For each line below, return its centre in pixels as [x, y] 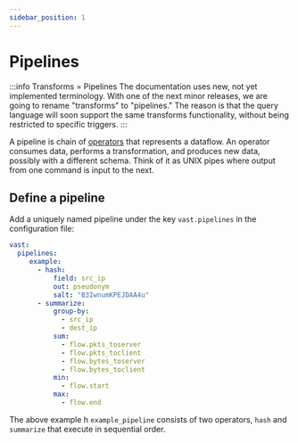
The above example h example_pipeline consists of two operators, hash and [148, 419]
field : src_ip [79, 278]
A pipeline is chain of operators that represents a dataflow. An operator [140, 141]
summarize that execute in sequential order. [87, 429]
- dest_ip [79, 328]
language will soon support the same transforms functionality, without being [149, 115]
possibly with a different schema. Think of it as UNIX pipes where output [143, 160]
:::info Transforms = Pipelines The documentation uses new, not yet [133, 86]
